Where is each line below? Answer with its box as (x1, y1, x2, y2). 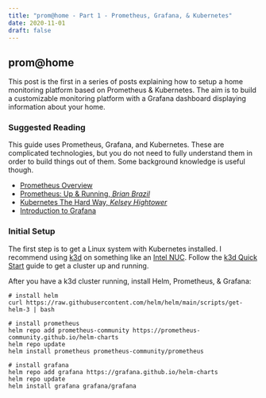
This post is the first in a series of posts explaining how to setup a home (8, 77, 244, 87)
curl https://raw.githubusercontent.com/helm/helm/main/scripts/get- (8, 299, 244, 307)
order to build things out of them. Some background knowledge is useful (8, 156, 246, 167)
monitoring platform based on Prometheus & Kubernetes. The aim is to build (8, 85, 256, 95)
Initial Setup (8, 226, 56, 237)
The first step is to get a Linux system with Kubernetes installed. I (8, 244, 222, 253)
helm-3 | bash (8, 305, 56, 314)
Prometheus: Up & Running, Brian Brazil (19, 189, 151, 199)
